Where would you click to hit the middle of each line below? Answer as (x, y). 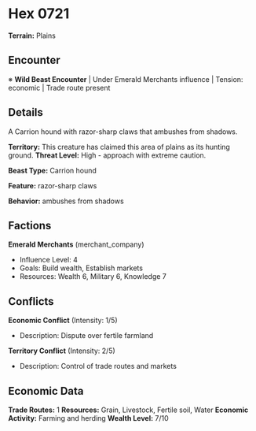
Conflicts (31, 301)
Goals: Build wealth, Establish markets (81, 268)
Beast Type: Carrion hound (52, 170)
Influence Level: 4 (49, 260)
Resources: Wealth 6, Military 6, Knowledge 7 (93, 277)
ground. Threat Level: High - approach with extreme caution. (107, 155)
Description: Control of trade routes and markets (98, 366)
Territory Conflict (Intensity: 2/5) (62, 351)
